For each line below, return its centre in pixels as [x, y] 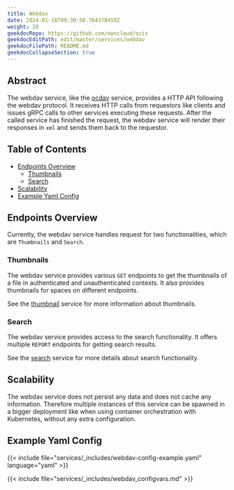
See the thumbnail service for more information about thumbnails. [102, 304]
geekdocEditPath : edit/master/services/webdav [76, 40]
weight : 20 [23, 27]
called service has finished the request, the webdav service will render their [116, 120]
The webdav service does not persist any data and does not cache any [109, 396]
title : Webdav [28, 14]
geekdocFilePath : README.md [48, 46]
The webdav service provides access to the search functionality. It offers [112, 336]
